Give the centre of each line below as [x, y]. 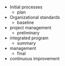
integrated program [29, 38]
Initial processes [26, 7]
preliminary [28, 33]
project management [31, 28]
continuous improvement [34, 58]
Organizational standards [35, 17]
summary [26, 43]
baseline [25, 22]
